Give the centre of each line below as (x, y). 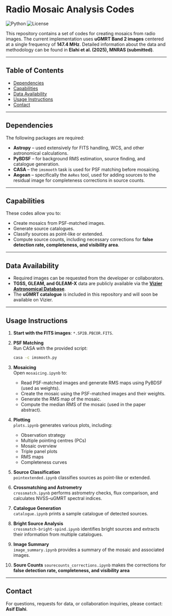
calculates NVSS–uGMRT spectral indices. (58, 498)
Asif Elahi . (17, 609)
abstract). (31, 410)
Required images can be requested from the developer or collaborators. (89, 278)
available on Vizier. (33, 300)
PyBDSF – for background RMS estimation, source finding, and (79, 158)
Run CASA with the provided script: (50, 348)
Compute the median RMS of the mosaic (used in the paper (83, 404)
